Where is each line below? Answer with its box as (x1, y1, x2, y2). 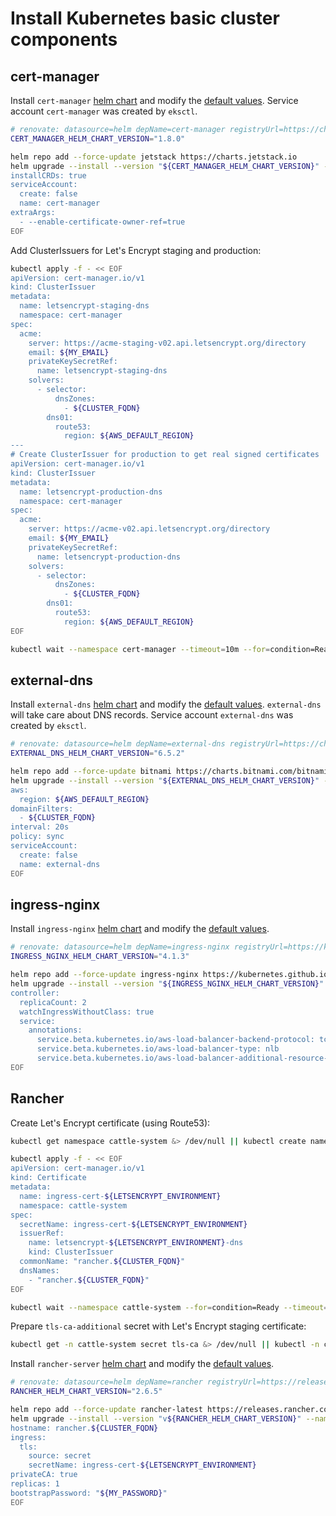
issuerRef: (19, 1228, 65, 1239)
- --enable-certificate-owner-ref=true (19, 217, 186, 227)
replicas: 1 (10, 1479, 60, 1489)
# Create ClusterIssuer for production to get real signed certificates (10, 450, 320, 460)
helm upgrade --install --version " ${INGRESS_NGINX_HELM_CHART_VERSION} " (10, 979, 325, 989)
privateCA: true (10, 1470, 78, 1480)
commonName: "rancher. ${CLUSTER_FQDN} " (19, 1257, 186, 1267)
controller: (10, 988, 60, 998)
